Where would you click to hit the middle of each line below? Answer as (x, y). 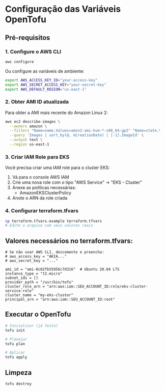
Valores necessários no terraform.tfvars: (69, 241)
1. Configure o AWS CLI (33, 52)
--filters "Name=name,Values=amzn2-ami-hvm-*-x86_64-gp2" (70, 131)
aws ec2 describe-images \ (33, 121)
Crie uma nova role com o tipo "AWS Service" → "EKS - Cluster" (77, 182)
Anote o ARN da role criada (40, 198)
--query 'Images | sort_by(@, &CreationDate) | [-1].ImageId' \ (77, 135)
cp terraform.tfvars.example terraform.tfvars (54, 221)
